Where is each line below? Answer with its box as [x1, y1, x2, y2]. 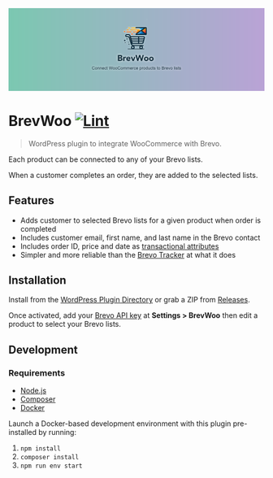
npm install [19, 445, 61, 453]
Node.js [19, 386, 47, 396]
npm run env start [19, 462, 83, 471]
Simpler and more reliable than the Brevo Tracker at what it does [19, 250, 236, 259]
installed [8, 428, 37, 437]
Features [8, 193, 54, 207]
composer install [19, 454, 80, 462]
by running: [38, 428, 77, 437]
